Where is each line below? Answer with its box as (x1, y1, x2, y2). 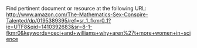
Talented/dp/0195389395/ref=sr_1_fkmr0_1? (6, 17, 111, 24)
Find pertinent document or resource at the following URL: (6, 5, 147, 12)
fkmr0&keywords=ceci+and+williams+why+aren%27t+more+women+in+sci (6, 29, 191, 36)
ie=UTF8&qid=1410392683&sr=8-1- (6, 23, 93, 30)
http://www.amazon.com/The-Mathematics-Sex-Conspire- (6, 11, 148, 18)
